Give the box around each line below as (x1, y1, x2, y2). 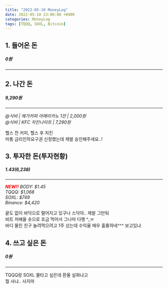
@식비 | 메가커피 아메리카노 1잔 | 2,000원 (5, 113, 86, 119)
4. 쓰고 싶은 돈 (5, 238, 46, 247)
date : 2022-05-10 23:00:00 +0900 (5, 12, 75, 17)
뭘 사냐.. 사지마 (5, 278, 35, 284)
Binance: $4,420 (5, 200, 40, 206)
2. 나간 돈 (5, 80, 33, 88)
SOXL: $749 (5, 194, 30, 200)
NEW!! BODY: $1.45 (5, 184, 46, 190)
